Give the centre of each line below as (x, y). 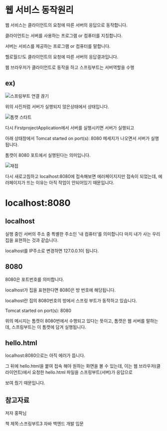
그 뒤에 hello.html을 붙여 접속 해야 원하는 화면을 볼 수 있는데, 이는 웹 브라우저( (81, 366)
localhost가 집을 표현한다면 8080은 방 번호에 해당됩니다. (61, 290)
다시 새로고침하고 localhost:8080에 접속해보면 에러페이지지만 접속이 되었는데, (81, 176)
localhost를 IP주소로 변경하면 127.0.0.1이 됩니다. (52, 251)
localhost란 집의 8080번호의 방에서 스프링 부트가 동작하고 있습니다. (71, 300)
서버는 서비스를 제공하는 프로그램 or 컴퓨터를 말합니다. (58, 46)
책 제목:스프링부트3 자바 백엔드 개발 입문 (44, 424)
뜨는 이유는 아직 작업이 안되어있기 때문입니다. (71, 182)
